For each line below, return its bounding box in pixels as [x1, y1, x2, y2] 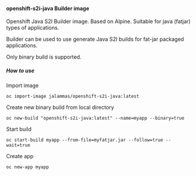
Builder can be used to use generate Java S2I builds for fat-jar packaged [6, 36, 184, 43]
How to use [6, 67, 34, 74]
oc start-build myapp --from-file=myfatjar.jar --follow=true [6, 137, 163, 143]
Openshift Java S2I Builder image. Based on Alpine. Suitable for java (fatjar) [6, 18, 191, 25]
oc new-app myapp [6, 164, 49, 170]
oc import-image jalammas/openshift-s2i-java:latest [6, 94, 140, 100]
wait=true [6, 142, 31, 148]
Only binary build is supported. [6, 53, 82, 60]
